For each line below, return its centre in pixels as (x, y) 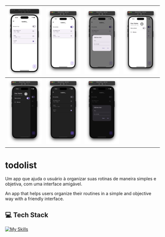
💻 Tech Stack (27, 215)
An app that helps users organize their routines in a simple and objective (78, 194)
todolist (21, 165)
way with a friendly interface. (35, 199)
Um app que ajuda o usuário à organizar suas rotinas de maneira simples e (81, 179)
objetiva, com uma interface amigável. (44, 184)
